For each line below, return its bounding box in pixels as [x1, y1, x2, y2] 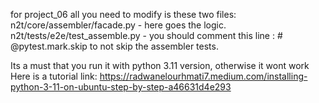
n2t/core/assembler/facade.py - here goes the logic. [10, 19, 227, 31]
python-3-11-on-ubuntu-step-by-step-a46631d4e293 [10, 81, 232, 93]
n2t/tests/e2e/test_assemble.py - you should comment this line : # [10, 30, 283, 41]
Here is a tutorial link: [10, 70, 98, 82]
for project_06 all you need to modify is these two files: [10, 9, 237, 20]
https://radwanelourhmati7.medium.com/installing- [99, 70, 308, 82]
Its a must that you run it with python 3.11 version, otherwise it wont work [10, 60, 310, 71]
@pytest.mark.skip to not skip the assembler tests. [10, 40, 219, 52]
